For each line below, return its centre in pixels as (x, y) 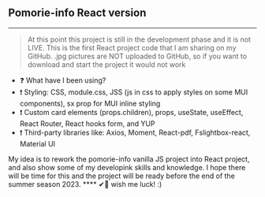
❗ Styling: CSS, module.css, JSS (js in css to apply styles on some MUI (134, 92)
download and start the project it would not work (106, 64)
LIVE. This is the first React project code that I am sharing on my (132, 47)
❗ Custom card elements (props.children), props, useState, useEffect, (131, 112)
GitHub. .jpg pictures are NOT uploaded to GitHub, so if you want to (137, 56)
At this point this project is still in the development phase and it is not (139, 39)
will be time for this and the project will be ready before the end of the (121, 176)
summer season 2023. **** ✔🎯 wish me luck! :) (85, 184)
